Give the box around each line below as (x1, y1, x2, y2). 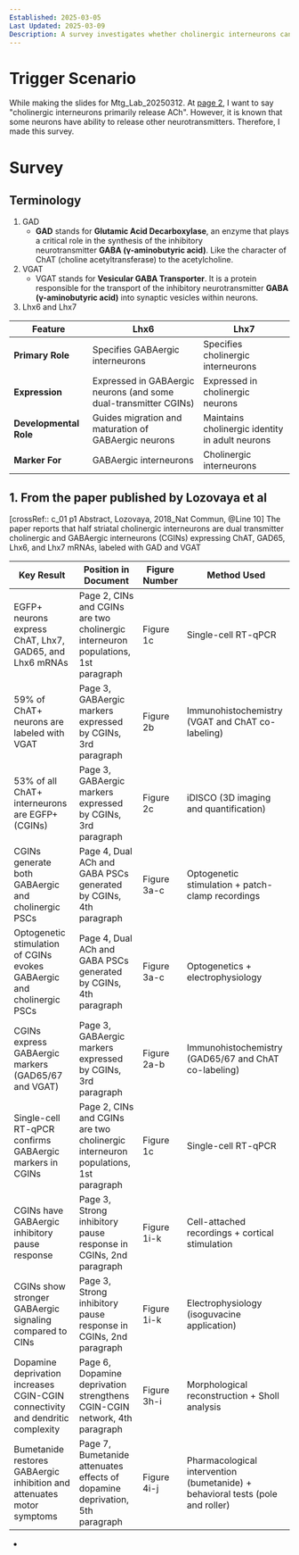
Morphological (186, 1378, 247, 1391)
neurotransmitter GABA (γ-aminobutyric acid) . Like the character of (35, 245, 287, 255)
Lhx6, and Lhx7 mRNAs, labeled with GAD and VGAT (9, 542, 202, 553)
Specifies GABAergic (92, 344, 180, 356)
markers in (13, 1157, 59, 1169)
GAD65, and (13, 645, 65, 658)
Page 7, (78, 1438, 111, 1451)
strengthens (78, 1390, 130, 1402)
